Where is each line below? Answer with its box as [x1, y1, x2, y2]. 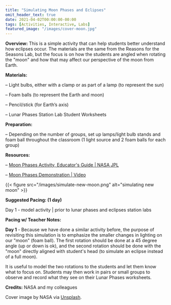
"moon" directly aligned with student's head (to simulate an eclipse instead [5, 248, 163, 255]
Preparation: [5, 121, 33, 128]
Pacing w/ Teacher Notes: [5, 217, 61, 223]
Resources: [5, 152, 30, 158]
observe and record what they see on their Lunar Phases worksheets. [5, 274, 152, 281]
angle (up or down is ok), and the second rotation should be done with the [5, 243, 161, 249]
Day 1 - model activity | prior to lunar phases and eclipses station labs [5, 207, 152, 213]
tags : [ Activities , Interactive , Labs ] [5, 21, 90, 27]
